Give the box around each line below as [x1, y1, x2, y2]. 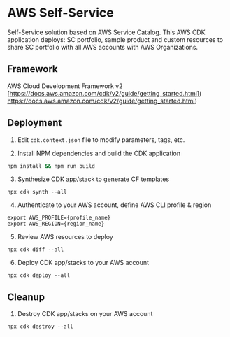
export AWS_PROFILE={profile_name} [7, 215, 111, 222]
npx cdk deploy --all [7, 272, 71, 279]
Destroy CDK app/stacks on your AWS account [17, 310, 153, 318]
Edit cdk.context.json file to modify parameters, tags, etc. [17, 135, 185, 144]
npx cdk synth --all [7, 189, 68, 196]
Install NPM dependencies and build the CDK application [17, 149, 180, 157]
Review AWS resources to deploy [17, 233, 113, 241]
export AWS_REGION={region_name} [7, 220, 105, 228]
